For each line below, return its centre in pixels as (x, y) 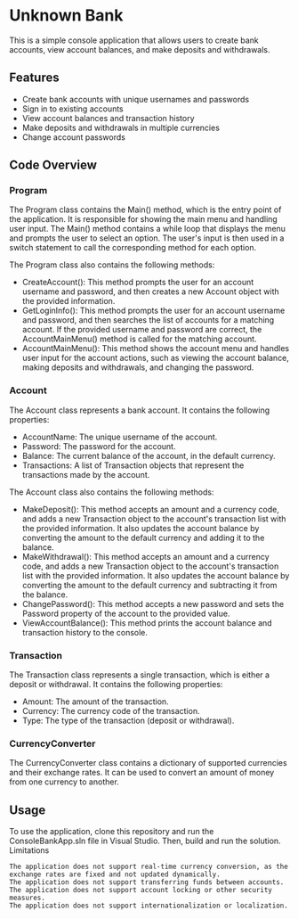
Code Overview (53, 165)
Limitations (29, 850)
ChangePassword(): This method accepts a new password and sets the (153, 603)
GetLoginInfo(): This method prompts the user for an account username (153, 311)
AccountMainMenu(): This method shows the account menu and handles (156, 349)
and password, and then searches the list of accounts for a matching (148, 320)
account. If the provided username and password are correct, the (142, 330)
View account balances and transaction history (108, 118)
